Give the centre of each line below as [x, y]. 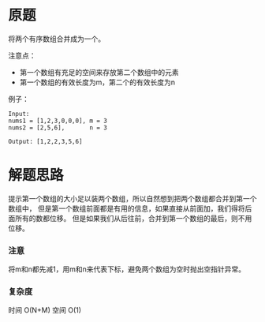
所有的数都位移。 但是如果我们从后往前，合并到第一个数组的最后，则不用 [133, 218]
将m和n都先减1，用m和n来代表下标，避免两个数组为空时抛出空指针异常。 [127, 269]
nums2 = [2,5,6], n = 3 [58, 127]
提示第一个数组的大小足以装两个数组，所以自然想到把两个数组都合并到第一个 [132, 198]
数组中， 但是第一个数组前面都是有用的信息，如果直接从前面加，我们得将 [127, 208]
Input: [19, 114]
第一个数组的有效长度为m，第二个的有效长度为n [97, 82]
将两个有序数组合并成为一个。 [56, 39]
